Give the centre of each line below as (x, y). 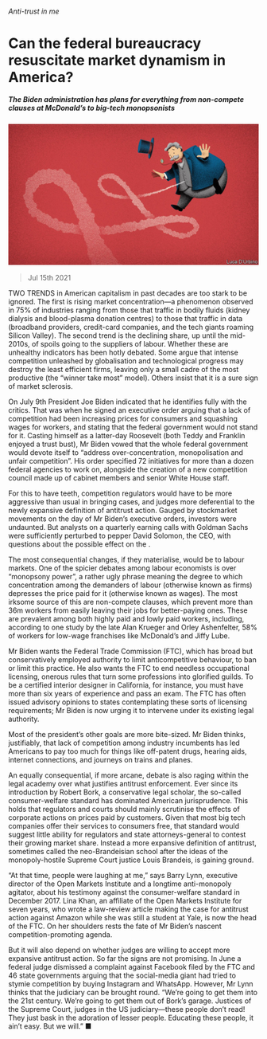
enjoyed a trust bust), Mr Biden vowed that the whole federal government (128, 444)
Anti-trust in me (34, 11)
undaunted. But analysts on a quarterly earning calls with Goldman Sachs (128, 527)
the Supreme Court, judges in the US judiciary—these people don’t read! (127, 1010)
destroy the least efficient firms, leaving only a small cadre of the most (124, 370)
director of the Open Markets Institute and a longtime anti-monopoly (120, 884)
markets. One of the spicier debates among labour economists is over (122, 568)
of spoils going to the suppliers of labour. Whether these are (130, 344)
